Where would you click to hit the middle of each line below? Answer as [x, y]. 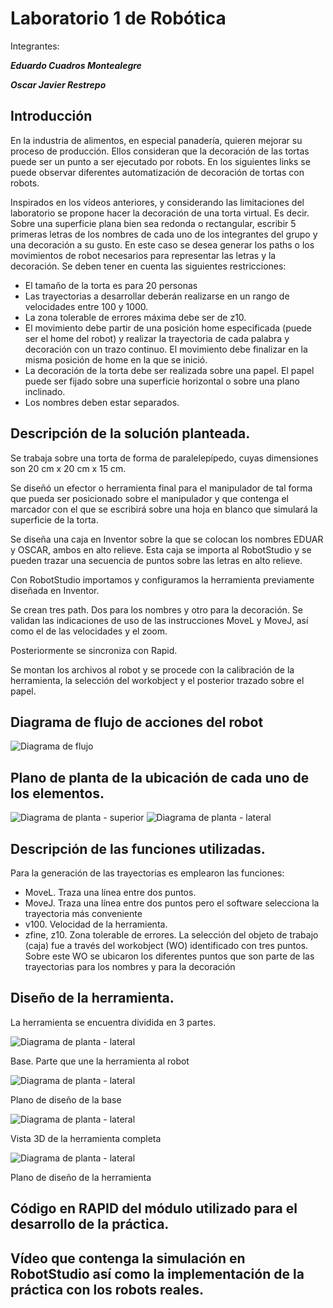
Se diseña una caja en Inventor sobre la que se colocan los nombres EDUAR [167, 539]
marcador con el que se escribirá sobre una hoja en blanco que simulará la [164, 509]
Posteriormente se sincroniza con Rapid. [94, 650]
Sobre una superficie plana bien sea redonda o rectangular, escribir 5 [153, 223]
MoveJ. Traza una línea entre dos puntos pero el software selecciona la [172, 903]
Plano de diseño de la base [66, 1099]
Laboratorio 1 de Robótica [118, 18]
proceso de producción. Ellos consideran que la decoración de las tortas [160, 151]
